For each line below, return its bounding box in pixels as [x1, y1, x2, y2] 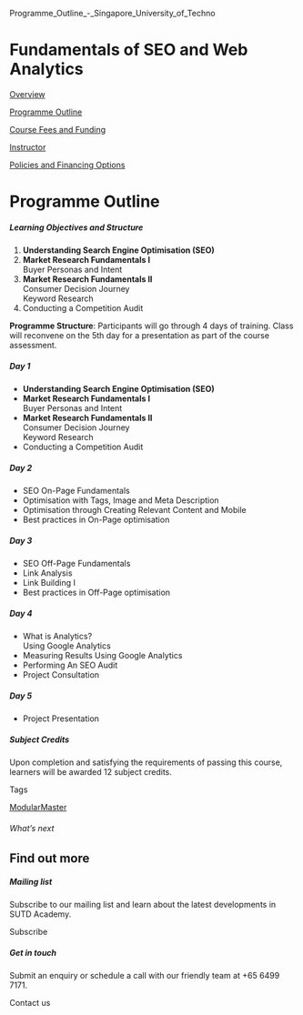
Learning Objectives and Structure [9, 222, 144, 233]
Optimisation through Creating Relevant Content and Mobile [22, 505, 247, 516]
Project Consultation [22, 668, 100, 680]
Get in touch [9, 947, 57, 958]
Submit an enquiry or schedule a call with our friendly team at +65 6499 [9, 970, 280, 981]
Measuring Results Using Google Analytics [22, 649, 183, 660]
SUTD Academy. [9, 909, 72, 920]
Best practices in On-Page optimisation [22, 514, 170, 526]
